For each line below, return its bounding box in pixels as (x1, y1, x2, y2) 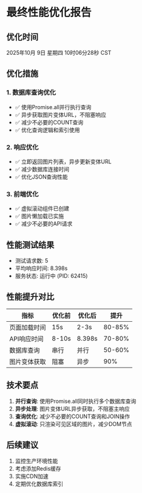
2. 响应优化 (6, 143, 39, 151)
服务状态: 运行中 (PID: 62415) (15, 272, 88, 280)
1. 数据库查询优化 (6, 88, 56, 97)
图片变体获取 (9, 357, 47, 366)
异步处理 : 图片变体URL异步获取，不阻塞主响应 (15, 405, 130, 412)
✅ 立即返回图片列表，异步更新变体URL (15, 158, 112, 165)
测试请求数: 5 (15, 257, 49, 264)
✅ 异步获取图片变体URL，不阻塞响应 (15, 111, 106, 118)
